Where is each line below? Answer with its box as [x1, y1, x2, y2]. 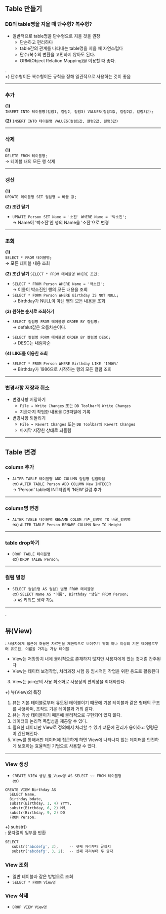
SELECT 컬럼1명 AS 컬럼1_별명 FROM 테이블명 [12, 586, 94, 591]
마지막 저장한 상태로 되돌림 [19, 427, 72, 433]
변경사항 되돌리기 [12, 415, 46, 421]
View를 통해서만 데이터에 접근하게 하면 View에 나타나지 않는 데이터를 [12, 737, 146, 743]
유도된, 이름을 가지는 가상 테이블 [10, 646, 70, 651]
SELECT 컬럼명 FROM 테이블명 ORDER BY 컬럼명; [12, 319, 100, 324]
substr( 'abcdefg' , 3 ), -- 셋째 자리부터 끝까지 [11, 844, 111, 849]
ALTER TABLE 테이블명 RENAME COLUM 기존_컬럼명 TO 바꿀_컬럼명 [12, 517, 131, 522]
